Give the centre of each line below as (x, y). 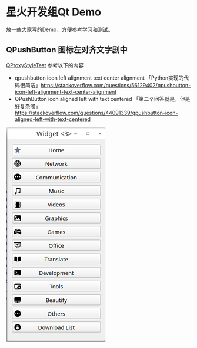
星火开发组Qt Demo (54, 12)
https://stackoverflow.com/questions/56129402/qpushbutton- (116, 85)
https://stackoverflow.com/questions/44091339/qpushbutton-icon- (96, 113)
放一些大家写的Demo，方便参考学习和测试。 (60, 29)
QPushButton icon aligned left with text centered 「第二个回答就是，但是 (102, 99)
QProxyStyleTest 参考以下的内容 (45, 65)
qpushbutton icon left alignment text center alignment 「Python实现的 (99, 78)
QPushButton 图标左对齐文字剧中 (67, 50)
